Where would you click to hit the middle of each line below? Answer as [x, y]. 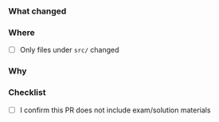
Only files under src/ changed [69, 50]
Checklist [27, 92]
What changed [37, 11]
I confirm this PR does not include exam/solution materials [115, 110]
